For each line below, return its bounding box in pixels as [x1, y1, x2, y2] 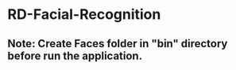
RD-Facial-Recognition [7, 6, 161, 24]
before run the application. [7, 49, 143, 62]
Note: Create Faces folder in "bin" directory [7, 37, 228, 50]
